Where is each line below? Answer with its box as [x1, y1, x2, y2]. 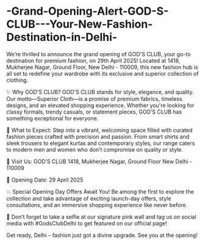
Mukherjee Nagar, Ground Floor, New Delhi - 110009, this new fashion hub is [6, 63, 198, 71]
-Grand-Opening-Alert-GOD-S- [6, 4, 169, 18]
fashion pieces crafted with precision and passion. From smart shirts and [6, 133, 190, 140]
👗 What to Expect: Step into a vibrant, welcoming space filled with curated [6, 126, 193, 134]
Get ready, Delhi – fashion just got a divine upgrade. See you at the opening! [6, 231, 198, 239]
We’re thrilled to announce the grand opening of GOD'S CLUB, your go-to [6, 50, 191, 57]
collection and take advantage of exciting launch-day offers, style [6, 194, 171, 202]
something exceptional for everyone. [6, 114, 99, 122]
